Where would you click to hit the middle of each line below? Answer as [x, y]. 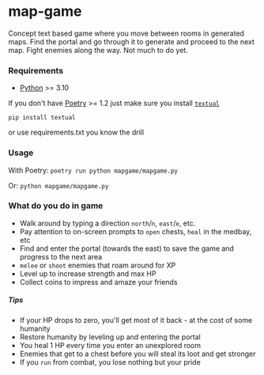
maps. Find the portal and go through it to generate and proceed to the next [132, 41]
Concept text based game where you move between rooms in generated [126, 33]
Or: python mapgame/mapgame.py [58, 185]
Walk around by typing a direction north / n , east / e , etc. [107, 223]
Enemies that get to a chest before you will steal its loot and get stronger [138, 354]
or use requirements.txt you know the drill [76, 132]
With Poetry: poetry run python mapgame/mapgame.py [93, 170]
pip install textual [42, 118]
